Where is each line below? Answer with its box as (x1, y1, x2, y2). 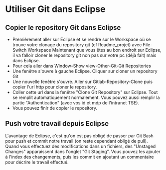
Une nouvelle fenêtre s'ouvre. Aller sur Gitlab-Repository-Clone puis (12, 79, 153, 85)
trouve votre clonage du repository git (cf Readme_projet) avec (12, 42, 142, 48)
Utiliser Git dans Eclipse (5, 3, 106, 15)
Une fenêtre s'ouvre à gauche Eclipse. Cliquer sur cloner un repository (12, 68, 158, 74)
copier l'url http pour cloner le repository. (12, 84, 97, 90)
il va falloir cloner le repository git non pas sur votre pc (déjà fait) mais (12, 52, 157, 58)
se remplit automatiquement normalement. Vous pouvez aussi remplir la (12, 94, 160, 100)
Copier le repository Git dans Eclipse (5, 23, 121, 32)
